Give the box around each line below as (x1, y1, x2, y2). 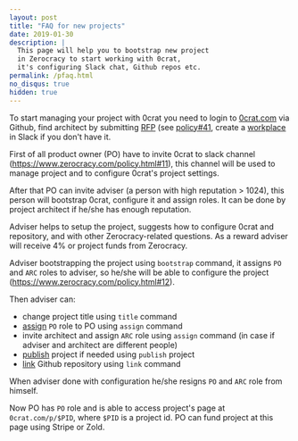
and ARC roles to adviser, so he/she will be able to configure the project (9, 267, 269, 278)
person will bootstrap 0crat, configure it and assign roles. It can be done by (9, 194, 286, 205)
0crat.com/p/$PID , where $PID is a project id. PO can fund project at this (9, 412, 274, 422)
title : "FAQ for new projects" (9, 21, 126, 30)
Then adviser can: (9, 294, 76, 304)
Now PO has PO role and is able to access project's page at (9, 403, 226, 413)
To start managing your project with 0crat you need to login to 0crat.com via (9, 112, 290, 123)
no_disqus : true (9, 79, 70, 88)
